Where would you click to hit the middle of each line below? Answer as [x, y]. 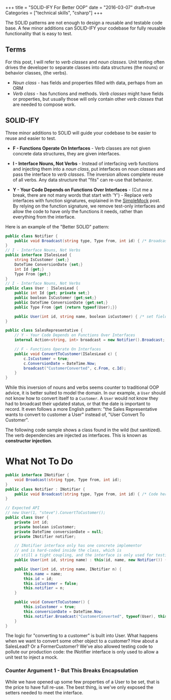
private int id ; [32, 522]
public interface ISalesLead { [38, 255]
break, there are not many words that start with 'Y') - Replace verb [82, 195]
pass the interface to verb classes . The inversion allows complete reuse [88, 174]
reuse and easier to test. [31, 138]
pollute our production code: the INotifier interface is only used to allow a [82, 652]
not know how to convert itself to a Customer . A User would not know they [82, 399]
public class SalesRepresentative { [44, 331]
